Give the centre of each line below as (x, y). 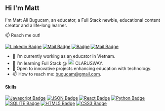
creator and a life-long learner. (36, 25)
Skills (11, 87)
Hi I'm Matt (22, 8)
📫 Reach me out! (23, 35)
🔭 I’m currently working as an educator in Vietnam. (64, 56)
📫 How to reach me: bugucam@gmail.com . (57, 74)
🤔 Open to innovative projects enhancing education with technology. (82, 68)
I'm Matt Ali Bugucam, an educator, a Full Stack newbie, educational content (83, 20)
